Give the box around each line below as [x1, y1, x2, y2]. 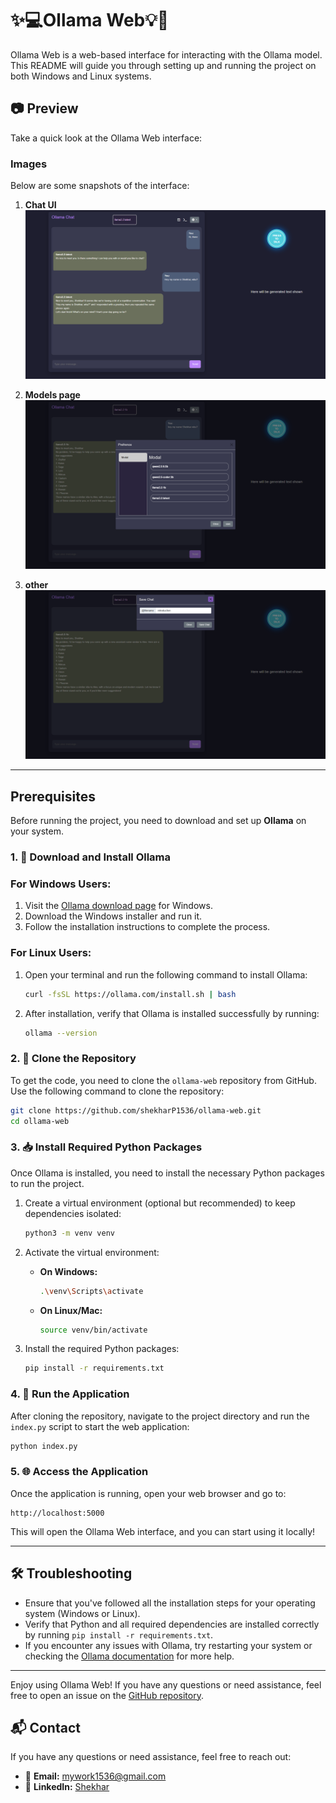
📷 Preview [10, 100, 79, 117]
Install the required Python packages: [24, 1343, 180, 1355]
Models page [24, 389, 81, 401]
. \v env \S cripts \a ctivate [39, 1286, 144, 1296]
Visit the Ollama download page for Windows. [24, 900, 213, 912]
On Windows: [39, 1265, 98, 1277]
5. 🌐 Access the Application [10, 1465, 149, 1479]
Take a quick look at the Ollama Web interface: [10, 132, 203, 144]
